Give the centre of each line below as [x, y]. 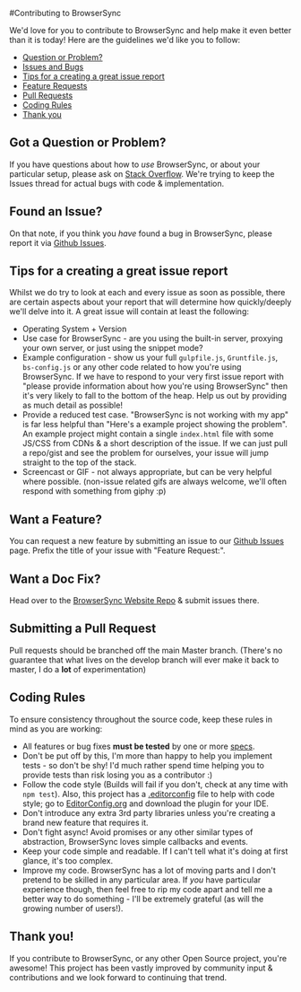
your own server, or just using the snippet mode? [112, 348]
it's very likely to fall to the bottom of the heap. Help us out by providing [155, 396]
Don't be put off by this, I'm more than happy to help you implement [147, 755]
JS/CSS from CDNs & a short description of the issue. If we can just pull [155, 443]
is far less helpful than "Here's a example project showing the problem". [155, 425]
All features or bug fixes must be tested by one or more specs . [138, 746]
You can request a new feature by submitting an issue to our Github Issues [147, 541]
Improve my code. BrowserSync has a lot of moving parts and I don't [149, 870]
